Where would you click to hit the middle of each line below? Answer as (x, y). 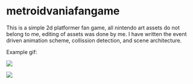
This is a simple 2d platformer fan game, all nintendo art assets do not (93, 28)
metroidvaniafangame (63, 11)
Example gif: (22, 52)
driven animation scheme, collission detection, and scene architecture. (94, 40)
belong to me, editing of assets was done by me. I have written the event (96, 34)
